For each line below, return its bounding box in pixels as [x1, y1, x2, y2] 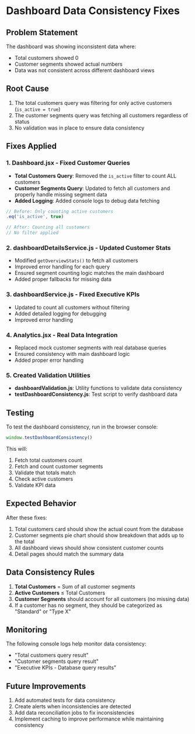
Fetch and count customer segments [14, 463, 103, 470]
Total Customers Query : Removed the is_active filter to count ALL [14, 172, 177, 179]
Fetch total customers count [14, 456, 83, 464]
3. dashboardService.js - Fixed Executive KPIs [6, 290, 140, 298]
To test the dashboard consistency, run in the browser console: [6, 423, 158, 430]
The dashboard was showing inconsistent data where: [6, 43, 137, 50]
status [14, 118, 30, 125]
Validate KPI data [14, 481, 56, 488]
